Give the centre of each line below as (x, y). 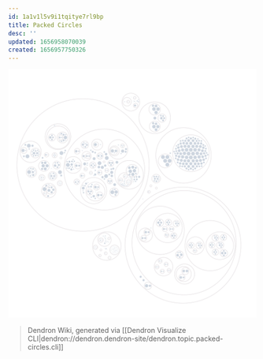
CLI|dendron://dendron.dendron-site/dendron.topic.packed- (125, 338)
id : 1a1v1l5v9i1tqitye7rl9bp (56, 17)
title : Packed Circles (45, 25)
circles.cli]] (46, 347)
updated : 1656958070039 (47, 42)
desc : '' (22, 33)
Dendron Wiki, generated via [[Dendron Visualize (107, 331)
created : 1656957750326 (47, 50)
